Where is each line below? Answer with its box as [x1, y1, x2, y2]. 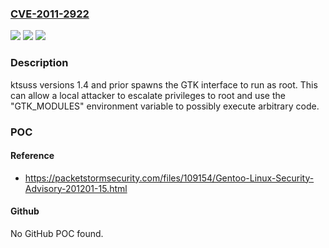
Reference [10, 150, 55, 162]
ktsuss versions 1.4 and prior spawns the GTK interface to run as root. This [10, 78, 318, 91]
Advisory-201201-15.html [24, 182, 128, 194]
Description [10, 56, 69, 70]
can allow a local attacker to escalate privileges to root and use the [10, 89, 286, 101]
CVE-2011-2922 [10, 7, 90, 21]
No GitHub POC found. [10, 227, 104, 239]
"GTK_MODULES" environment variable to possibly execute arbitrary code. [10, 100, 320, 112]
